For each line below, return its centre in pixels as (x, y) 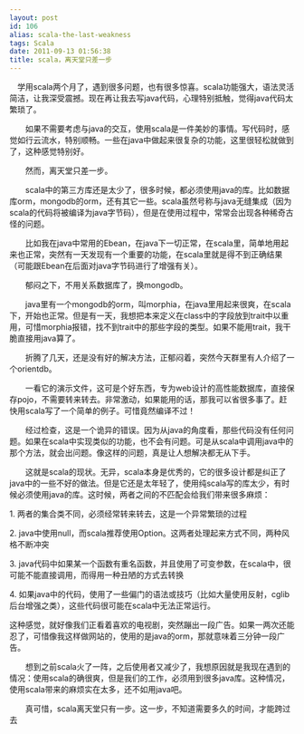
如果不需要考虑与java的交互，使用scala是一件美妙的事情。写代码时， (153, 129)
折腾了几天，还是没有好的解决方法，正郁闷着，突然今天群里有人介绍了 (156, 357)
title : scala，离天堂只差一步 (61, 60)
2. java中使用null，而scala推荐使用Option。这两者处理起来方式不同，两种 (146, 533)
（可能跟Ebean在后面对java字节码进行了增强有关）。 (106, 266)
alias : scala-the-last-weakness (70, 34)
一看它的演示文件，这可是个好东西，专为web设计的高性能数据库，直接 (156, 388)
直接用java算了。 (48, 338)
